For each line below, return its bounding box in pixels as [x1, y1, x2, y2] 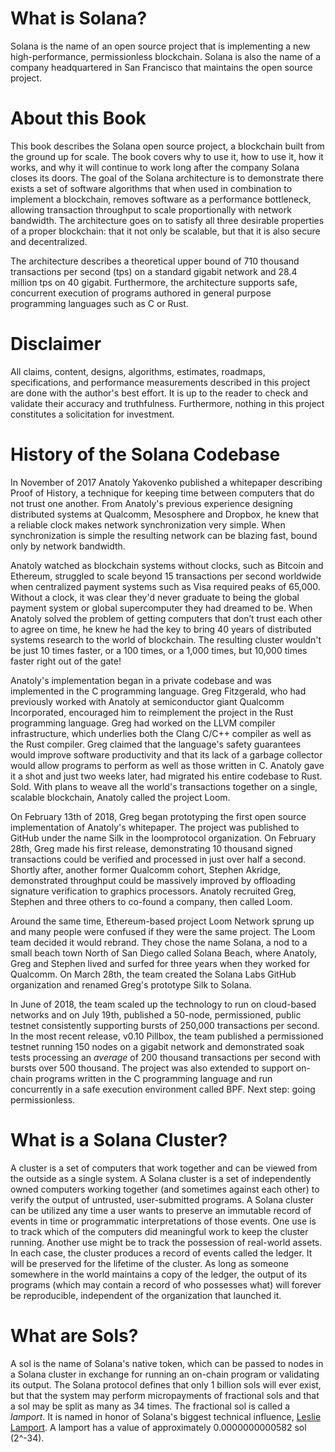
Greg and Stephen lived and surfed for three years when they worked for [10, 957, 311, 969]
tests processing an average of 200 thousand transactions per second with [10, 1051, 322, 1063]
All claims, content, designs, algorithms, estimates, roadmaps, [10, 365, 266, 377]
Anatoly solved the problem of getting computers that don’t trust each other [10, 612, 323, 624]
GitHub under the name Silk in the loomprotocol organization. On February [10, 832, 317, 844]
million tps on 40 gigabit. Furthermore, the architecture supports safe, [10, 276, 298, 288]
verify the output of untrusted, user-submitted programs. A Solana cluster [10, 1193, 315, 1206]
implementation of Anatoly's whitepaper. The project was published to [10, 821, 300, 833]
